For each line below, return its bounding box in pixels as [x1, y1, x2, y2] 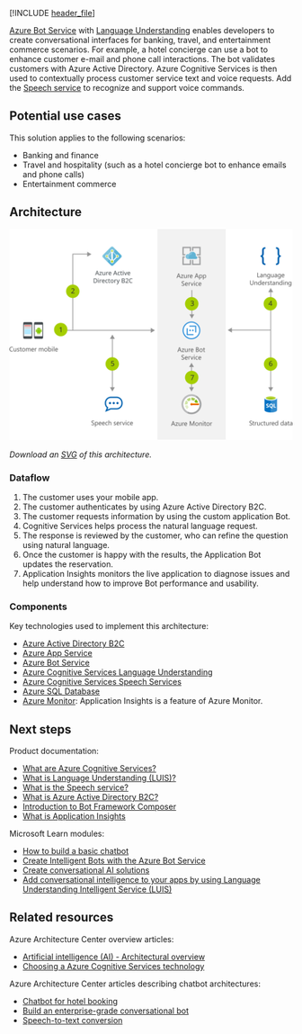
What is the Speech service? [22, 782, 129, 793]
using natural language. [22, 539, 111, 550]
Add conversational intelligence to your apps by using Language [22, 875, 261, 886]
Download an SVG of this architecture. [9, 449, 153, 460]
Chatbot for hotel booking [22, 995, 119, 1006]
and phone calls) [22, 168, 85, 179]
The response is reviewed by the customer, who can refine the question [22, 530, 289, 541]
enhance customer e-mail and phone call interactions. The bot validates [9, 54, 276, 64]
